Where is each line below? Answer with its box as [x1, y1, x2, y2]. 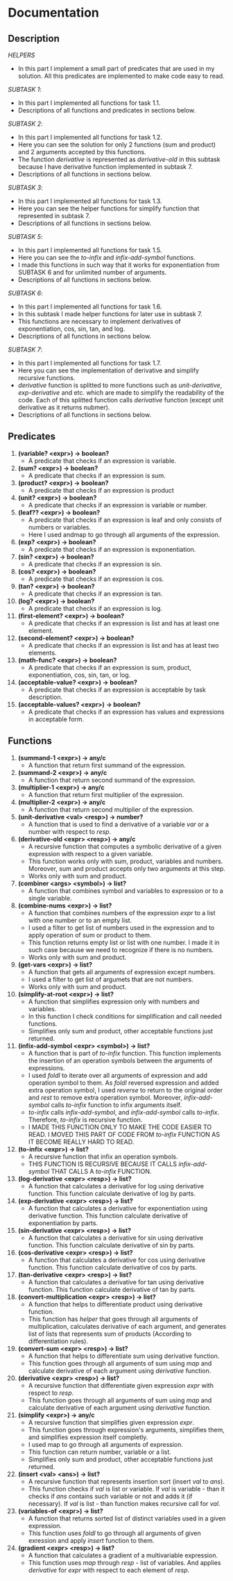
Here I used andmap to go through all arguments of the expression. [28, 530, 221, 539]
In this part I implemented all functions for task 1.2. [17, 133, 162, 141]
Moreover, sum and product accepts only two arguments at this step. [28, 864, 226, 873]
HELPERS [8, 51, 35, 59]
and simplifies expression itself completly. [28, 1433, 148, 1441]
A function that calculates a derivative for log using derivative [28, 1181, 204, 1190]
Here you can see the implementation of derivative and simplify [17, 366, 200, 375]
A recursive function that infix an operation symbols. [28, 1152, 178, 1161]
